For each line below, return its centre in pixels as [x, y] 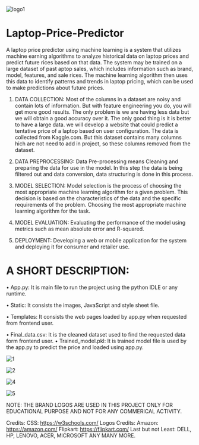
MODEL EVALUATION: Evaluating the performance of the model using [100, 222]
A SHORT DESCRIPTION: [68, 271]
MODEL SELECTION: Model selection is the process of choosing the [98, 185]
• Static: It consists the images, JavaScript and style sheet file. [83, 305]
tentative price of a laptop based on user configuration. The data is [97, 130]
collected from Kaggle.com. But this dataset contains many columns [98, 137]
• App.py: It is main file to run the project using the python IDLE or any [92, 287]
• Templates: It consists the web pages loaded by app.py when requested [97, 316]
